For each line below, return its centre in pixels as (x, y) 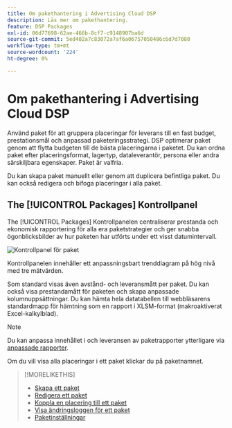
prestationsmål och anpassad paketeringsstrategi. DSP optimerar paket (109, 140)
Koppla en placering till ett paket (80, 402)
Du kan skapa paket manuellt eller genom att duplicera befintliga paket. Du (114, 176)
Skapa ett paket (57, 388)
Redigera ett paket (61, 395)
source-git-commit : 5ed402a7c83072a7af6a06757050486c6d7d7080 (99, 39)
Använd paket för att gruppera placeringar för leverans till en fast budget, (112, 133)
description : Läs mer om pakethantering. (68, 20)
